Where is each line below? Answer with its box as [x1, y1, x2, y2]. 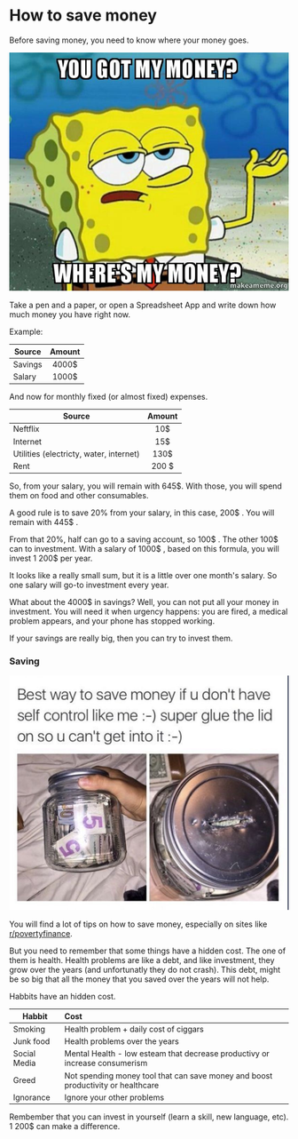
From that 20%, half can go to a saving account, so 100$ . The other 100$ [9, 534, 278, 545]
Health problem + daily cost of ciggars [64, 1024, 204, 1034]
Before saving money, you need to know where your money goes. [9, 35, 250, 45]
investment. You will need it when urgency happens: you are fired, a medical [9, 606, 288, 617]
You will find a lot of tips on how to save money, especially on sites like [9, 919, 268, 929]
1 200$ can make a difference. [9, 1121, 121, 1132]
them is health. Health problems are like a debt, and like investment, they [9, 955, 275, 966]
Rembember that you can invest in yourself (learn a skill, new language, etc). [9, 1111, 289, 1122]
